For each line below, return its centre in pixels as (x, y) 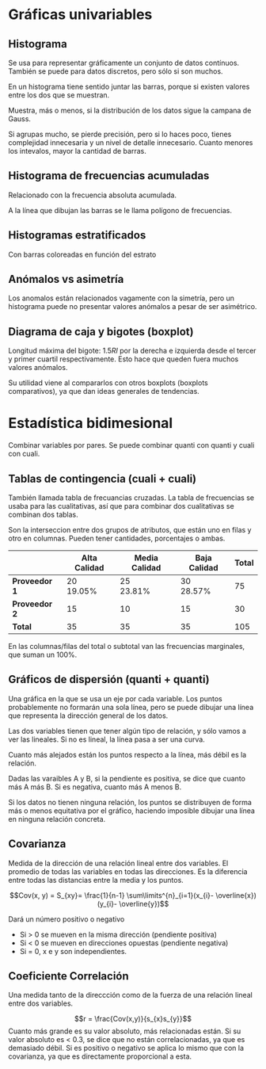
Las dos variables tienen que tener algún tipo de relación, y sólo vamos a (127, 731)
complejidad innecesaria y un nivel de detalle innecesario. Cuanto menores (131, 143)
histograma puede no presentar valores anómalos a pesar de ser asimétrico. (133, 307)
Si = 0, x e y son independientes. (73, 951)
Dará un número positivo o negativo (66, 919)
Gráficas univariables (80, 15)
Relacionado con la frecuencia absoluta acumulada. (92, 195)
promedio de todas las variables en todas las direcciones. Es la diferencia (128, 871)
